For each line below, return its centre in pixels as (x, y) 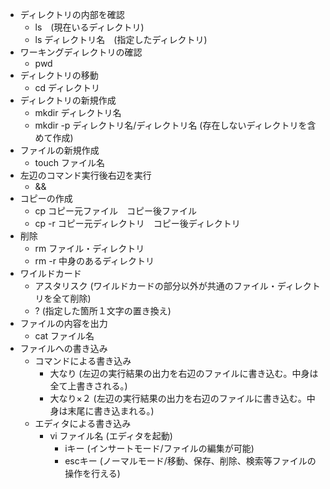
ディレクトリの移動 (59, 75)
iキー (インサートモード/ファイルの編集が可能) (159, 448)
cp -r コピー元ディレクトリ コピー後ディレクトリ (137, 223)
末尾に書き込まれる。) (111, 411)
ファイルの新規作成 (59, 150)
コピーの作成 (46, 198)
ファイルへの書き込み (63, 348)
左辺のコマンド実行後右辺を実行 (85, 175)
